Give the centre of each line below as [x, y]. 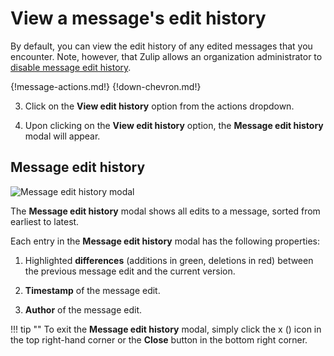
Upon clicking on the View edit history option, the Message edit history [174, 125]
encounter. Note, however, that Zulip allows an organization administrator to [166, 56]
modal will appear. [62, 136]
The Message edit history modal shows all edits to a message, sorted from [165, 211]
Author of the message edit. [83, 309]
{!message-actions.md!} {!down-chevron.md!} [106, 86]
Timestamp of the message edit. [92, 290]
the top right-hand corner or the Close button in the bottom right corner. [159, 339]
